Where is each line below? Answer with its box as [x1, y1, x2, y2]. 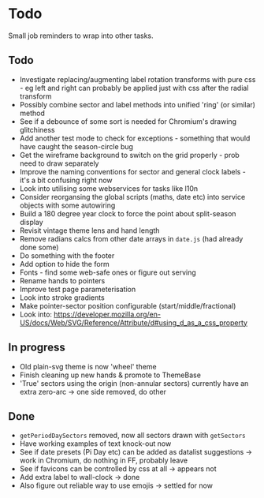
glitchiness [19, 125, 55, 134]
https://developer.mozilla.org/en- [54, 309, 162, 319]
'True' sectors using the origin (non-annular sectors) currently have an [19, 378, 249, 388]
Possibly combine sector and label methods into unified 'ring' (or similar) [19, 99, 256, 109]
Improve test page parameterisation [19, 284, 136, 294]
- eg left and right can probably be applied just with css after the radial [19, 83, 249, 92]
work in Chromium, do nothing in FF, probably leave [19, 455, 188, 466]
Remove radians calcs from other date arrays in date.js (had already [19, 234, 244, 243]
